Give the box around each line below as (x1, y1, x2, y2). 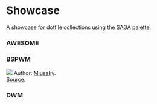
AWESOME (6, 39, 39, 47)
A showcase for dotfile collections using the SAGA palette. (6, 24, 152, 31)
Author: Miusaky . (13, 70, 56, 77)
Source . (6, 76, 26, 83)
